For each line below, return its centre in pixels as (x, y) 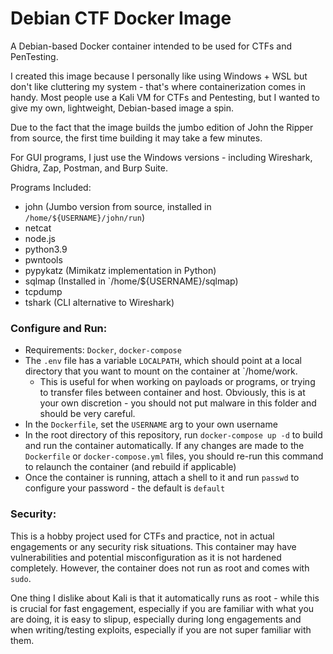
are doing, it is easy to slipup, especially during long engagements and (156, 619)
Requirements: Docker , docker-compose (103, 350)
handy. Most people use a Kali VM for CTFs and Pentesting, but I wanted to (165, 97)
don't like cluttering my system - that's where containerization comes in (158, 86)
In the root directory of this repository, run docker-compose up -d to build (173, 435)
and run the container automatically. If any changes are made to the (164, 446)
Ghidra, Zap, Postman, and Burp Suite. (89, 168)
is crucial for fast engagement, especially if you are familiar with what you (162, 608)
